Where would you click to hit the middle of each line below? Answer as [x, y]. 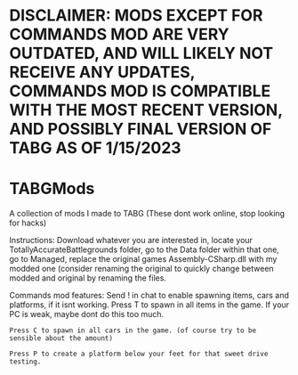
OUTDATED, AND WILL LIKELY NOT [141, 53]
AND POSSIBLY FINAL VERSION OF [141, 129]
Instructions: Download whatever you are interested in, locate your [131, 240]
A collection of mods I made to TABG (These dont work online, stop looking [147, 214]
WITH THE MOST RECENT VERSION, [146, 110]
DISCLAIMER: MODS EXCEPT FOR [136, 16]
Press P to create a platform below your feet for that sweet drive [139, 354]
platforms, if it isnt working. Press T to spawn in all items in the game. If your [149, 305]
